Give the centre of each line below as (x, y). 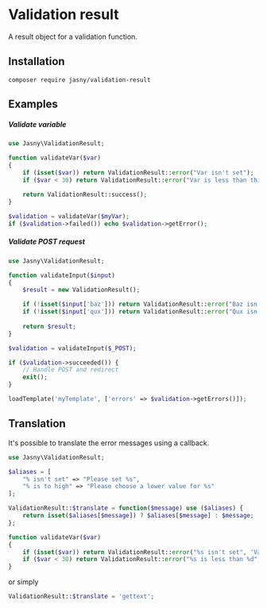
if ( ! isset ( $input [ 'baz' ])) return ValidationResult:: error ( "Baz (133, 304)
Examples (33, 104)
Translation (37, 423)
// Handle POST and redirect (71, 370)
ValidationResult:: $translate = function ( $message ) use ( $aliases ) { (126, 508)
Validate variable (37, 124)
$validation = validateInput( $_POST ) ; (72, 348)
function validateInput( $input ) (62, 275)
